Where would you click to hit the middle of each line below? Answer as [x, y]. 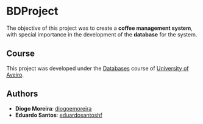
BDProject [32, 11]
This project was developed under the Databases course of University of [98, 68]
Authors [22, 94]
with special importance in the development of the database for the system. [102, 34]
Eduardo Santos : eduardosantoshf [59, 115]
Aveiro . [15, 75]
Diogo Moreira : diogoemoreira [53, 108]
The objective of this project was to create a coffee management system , [100, 28]
